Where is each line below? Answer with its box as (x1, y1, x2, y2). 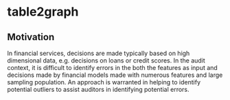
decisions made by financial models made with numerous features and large (7, 71, 223, 79)
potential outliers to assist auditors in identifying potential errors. (7, 86, 190, 93)
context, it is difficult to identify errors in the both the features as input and (7, 64, 218, 71)
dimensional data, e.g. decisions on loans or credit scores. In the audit (7, 56, 206, 65)
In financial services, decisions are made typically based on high (7, 49, 190, 57)
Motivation (7, 31, 55, 43)
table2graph (7, 4, 79, 20)
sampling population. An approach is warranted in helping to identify (7, 78, 201, 86)
